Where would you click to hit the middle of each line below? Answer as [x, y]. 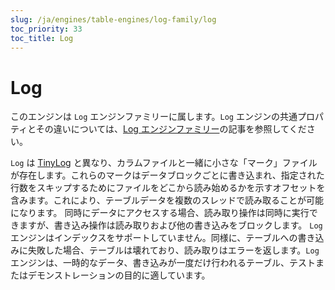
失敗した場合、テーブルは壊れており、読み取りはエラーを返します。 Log [173, 250]
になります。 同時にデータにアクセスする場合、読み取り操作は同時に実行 [160, 213]
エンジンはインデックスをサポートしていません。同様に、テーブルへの [154, 238]
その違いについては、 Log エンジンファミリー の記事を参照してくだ [171, 129]
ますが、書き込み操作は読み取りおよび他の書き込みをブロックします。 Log [170, 225]
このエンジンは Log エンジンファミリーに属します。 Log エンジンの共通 [154, 117]
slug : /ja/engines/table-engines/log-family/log [113, 19]
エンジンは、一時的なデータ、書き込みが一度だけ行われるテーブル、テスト [163, 263]
